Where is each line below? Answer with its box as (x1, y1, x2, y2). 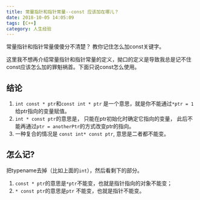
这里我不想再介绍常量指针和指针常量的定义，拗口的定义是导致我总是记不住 (6, 56, 192, 63)
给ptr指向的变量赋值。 (15, 108, 71, 115)
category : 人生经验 (6, 25, 52, 32)
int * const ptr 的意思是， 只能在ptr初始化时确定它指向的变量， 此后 (15, 115, 188, 123)
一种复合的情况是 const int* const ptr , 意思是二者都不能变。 (15, 131, 169, 138)
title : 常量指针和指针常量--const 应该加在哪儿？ (6, 8, 119, 15)
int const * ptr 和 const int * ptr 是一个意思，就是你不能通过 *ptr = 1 (15, 100, 194, 108)
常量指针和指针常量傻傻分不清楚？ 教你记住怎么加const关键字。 (6, 43, 165, 50)
